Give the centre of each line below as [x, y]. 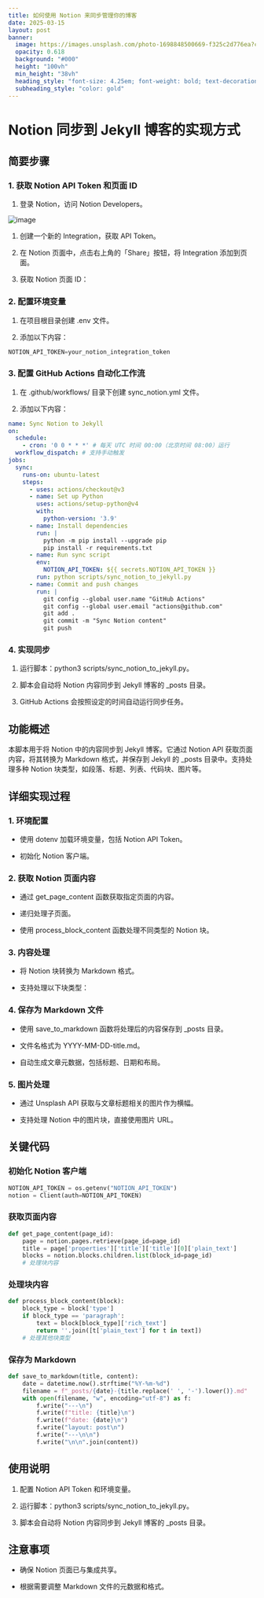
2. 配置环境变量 [37, 302]
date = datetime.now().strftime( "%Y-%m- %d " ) [96, 1383]
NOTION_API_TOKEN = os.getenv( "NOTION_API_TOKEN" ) [93, 1188]
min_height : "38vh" [47, 74]
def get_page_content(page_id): [61, 1234]
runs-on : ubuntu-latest [61, 475]
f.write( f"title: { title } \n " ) [86, 1413]
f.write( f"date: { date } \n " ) [82, 1420]
